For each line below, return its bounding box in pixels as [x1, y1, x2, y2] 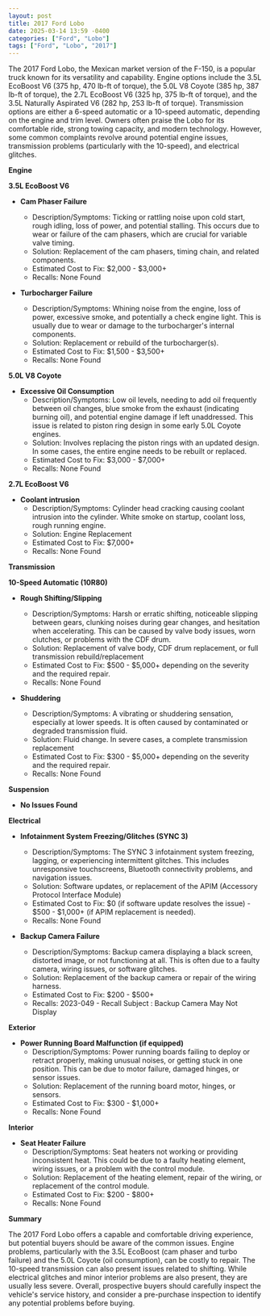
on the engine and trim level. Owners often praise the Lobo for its [8, 115, 225, 125]
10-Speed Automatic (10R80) [8, 578, 108, 588]
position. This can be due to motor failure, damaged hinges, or [31, 1064, 239, 1074]
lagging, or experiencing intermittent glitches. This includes [31, 856, 230, 865]
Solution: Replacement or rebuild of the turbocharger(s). [31, 338, 219, 348]
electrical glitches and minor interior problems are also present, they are [8, 1272, 248, 1282]
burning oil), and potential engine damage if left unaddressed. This [31, 413, 254, 422]
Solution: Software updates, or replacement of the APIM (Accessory [31, 882, 258, 891]
